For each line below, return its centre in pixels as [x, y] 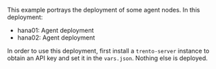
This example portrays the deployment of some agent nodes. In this [104, 10]
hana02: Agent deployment [56, 38]
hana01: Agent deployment [55, 30]
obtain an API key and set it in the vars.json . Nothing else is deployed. [108, 58]
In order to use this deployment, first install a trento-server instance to [108, 51]
